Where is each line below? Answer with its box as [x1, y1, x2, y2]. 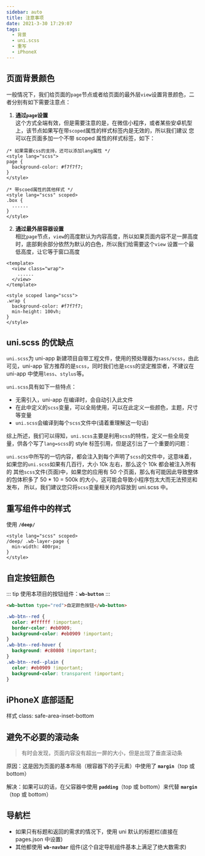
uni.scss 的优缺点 [6, 337, 74, 347]
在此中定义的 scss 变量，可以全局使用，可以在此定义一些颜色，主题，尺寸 [15, 404, 198, 411]
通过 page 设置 [15, 111, 48, 118]
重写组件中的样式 [6, 503, 71, 514]
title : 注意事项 [6, 15, 44, 21]
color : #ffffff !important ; [12, 619, 84, 625]
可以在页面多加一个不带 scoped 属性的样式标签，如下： [15, 134, 155, 142]
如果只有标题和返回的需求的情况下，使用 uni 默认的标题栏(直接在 [15, 828, 179, 835]
